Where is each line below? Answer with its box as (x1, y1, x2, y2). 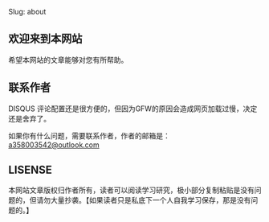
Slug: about (8, 7, 47, 16)
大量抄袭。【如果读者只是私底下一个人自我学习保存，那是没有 (50, 195, 251, 205)
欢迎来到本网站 (8, 32, 83, 46)
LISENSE (8, 163, 52, 177)
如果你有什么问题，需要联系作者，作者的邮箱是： (8, 130, 170, 140)
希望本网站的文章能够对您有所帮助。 (8, 55, 128, 64)
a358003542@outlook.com (8, 140, 100, 150)
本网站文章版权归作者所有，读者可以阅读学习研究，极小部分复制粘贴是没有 (8, 185, 255, 195)
